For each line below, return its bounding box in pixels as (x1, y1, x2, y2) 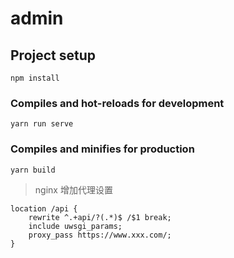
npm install (10, 73, 60, 83)
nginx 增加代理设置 (34, 183, 113, 196)
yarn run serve (10, 119, 74, 129)
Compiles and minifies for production (10, 142, 195, 156)
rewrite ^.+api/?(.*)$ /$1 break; (28, 212, 172, 222)
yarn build (10, 165, 56, 175)
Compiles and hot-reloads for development (10, 96, 225, 110)
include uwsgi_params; (28, 221, 123, 231)
